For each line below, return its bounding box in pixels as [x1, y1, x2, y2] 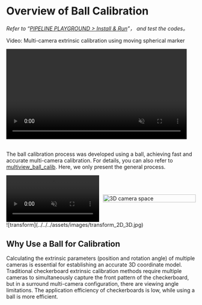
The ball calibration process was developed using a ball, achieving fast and [6, 150, 192, 158]
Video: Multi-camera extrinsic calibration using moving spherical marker [6, 37, 185, 44]
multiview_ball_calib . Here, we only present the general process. [6, 163, 166, 170]
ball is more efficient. [6, 293, 58, 300]
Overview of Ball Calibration [6, 4, 149, 18]
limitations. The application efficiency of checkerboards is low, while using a [6, 287, 195, 294]
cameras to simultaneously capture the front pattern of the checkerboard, [6, 274, 189, 281]
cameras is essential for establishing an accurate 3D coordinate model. [6, 261, 182, 268]
